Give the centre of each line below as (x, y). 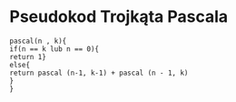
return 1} (28, 56)
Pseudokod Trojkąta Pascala (119, 17)
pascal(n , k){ (38, 41)
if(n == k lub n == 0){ (54, 49)
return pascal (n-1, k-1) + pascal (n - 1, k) (99, 73)
